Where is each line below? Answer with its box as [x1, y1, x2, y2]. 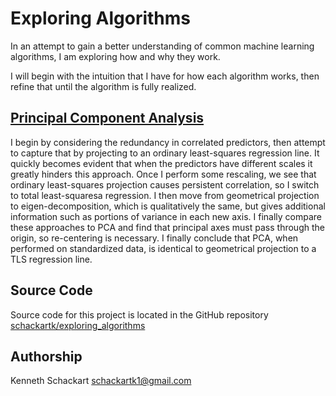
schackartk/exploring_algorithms [10, 319, 146, 331]
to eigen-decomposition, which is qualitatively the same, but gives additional [10, 200, 326, 212]
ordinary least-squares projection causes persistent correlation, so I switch [10, 178, 320, 191]
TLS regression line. [10, 253, 93, 265]
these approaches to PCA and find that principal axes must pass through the [10, 221, 325, 233]
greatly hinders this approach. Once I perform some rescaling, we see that [10, 168, 317, 180]
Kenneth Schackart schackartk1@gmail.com [10, 375, 192, 387]
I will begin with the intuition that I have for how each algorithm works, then [10, 70, 320, 82]
